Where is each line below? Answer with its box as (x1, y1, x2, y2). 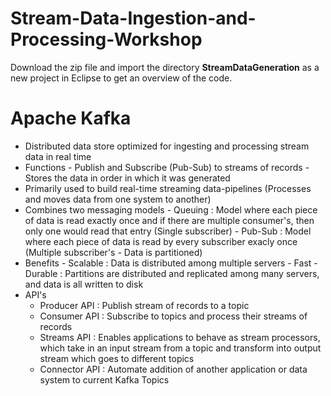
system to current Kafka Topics (39, 373, 170, 386)
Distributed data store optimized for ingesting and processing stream (24, 140, 310, 152)
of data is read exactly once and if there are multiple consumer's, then (24, 214, 315, 226)
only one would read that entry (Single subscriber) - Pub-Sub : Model (24, 225, 312, 237)
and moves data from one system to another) (24, 193, 212, 205)
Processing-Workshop (10, 28, 203, 51)
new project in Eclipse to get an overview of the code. (10, 72, 233, 84)
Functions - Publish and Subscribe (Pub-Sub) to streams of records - (24, 161, 310, 173)
